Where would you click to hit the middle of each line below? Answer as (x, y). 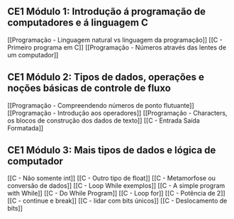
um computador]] (33, 55)
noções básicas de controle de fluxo (89, 88)
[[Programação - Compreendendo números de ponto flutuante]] (101, 105)
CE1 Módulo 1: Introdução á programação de (106, 12)
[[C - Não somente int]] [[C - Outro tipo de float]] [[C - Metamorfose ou (112, 178)
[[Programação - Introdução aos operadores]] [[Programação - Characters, (117, 113)
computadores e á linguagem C (78, 23)
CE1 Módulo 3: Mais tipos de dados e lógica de (112, 151)
